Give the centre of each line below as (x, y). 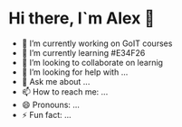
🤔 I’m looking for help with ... (75, 72)
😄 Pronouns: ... (51, 104)
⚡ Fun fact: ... (46, 114)
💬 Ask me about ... (56, 81)
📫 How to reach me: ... (65, 91)
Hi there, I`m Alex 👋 (82, 18)
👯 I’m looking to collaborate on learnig (92, 62)
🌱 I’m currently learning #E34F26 (83, 52)
